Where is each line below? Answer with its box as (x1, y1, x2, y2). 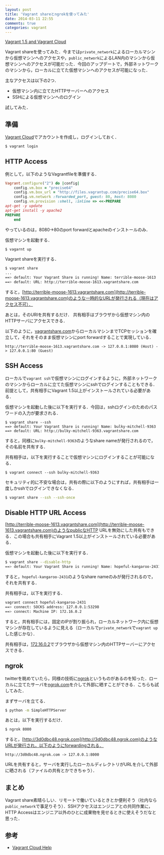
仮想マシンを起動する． (5, 237, 52, 243)
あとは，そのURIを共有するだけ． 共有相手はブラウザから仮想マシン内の (5, 312, 150, 317)
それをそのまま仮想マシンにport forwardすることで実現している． (21, 334, 154, 340)
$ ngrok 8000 (5, 727, 32, 732)
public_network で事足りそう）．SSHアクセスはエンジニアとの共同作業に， (5, 803, 153, 810)
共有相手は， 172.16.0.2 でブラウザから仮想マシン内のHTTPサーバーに (5, 641, 143, 647)
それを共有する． (5, 580, 40, 586)
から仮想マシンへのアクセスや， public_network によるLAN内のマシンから (5, 55, 151, 61)
